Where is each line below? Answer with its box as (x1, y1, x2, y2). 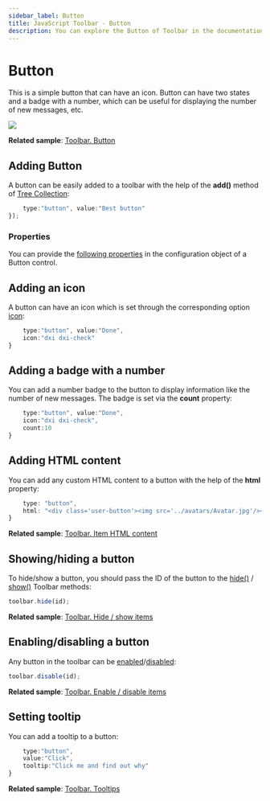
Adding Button (8, 158, 83, 173)
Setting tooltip (8, 710, 82, 724)
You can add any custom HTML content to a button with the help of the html (8, 475, 261, 485)
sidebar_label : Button (8, 11, 84, 20)
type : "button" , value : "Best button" (22, 204, 146, 213)
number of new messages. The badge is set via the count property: (8, 393, 233, 403)
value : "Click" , (22, 754, 74, 762)
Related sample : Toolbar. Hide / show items (8, 612, 153, 622)
